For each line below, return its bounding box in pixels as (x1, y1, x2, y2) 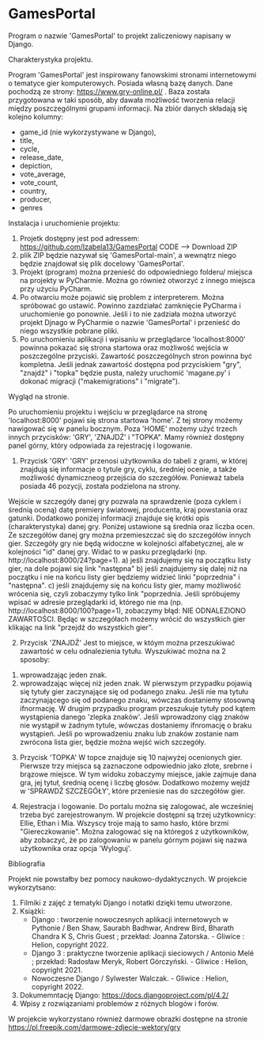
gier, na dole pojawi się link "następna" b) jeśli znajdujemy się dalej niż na (8, 563, 247, 573)
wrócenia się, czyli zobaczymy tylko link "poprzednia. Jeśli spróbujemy (8, 588, 240, 598)
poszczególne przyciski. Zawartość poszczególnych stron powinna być (19, 351, 253, 361)
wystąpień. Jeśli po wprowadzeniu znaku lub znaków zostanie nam (19, 728, 239, 738)
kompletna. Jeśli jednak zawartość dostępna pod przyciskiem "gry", (19, 359, 242, 369)
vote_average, (19, 169, 66, 179)
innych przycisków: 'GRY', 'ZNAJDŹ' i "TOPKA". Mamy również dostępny (8, 432, 245, 441)
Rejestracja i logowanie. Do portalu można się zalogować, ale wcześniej (19, 801, 254, 811)
